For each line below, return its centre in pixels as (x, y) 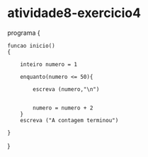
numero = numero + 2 (63, 108)
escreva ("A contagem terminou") (69, 120)
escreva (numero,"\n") (66, 89)
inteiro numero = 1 (49, 64)
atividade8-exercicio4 (74, 13)
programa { (24, 33)
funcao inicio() (31, 45)
